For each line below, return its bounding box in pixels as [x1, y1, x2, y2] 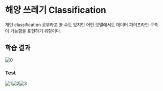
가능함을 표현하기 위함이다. [10, 28, 62, 33]
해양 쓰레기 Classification [5, 4, 106, 16]
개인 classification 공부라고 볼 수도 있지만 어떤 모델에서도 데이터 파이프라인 [5, 22, 149, 28]
